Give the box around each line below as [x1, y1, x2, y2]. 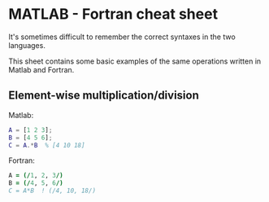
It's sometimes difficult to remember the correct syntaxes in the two [8, 32, 236, 42]
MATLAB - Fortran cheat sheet [8, 5, 218, 24]
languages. [8, 40, 46, 50]
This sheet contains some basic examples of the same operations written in [8, 56, 262, 66]
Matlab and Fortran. [8, 64, 75, 74]
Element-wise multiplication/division [8, 89, 199, 103]
